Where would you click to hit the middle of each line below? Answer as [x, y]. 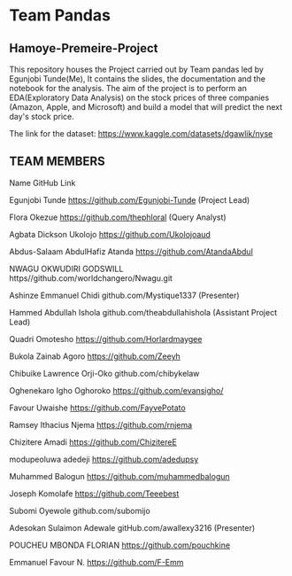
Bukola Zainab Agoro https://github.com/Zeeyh [95, 356]
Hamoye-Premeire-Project [84, 48]
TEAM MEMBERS [58, 162]
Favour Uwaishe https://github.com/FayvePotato [97, 408]
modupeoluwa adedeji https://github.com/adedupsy [104, 459]
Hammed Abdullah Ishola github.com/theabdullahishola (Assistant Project [143, 312]
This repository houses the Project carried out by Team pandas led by [136, 69]
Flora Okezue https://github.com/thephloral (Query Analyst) [118, 217]
